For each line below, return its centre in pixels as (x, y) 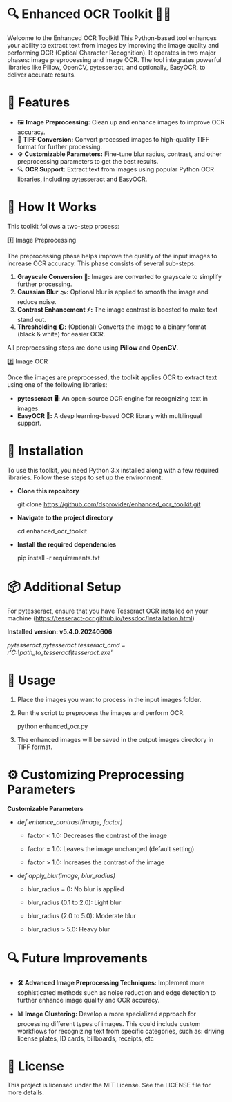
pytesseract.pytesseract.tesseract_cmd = (66, 645)
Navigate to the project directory (65, 517)
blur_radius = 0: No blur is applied (76, 889)
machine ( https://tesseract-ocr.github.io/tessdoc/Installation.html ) (101, 618)
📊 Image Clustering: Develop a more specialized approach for (107, 1014)
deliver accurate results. (41, 75)
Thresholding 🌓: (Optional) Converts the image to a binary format (112, 327)
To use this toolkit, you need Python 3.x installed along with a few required (113, 470)
